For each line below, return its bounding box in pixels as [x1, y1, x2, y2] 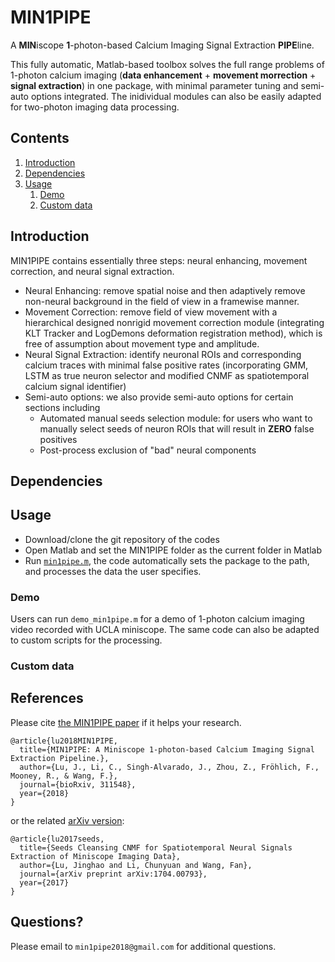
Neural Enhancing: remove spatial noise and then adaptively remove [24, 284, 306, 296]
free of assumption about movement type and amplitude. [24, 337, 260, 350]
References [10, 690, 84, 707]
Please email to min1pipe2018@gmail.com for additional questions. [10, 940, 277, 952]
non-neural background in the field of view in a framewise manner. [24, 295, 300, 307]
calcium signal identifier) [24, 380, 127, 392]
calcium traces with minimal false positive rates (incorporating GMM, [24, 359, 309, 371]
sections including [24, 401, 101, 413]
